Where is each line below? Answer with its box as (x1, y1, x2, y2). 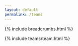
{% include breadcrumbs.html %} (4, 25, 73, 31)
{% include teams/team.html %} (4, 35, 71, 41)
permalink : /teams (4, 12, 43, 17)
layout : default (4, 7, 38, 12)
